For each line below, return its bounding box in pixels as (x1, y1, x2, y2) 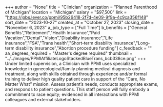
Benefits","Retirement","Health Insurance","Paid (5, 30, 100, 35)
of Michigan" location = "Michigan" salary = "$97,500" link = (5, 9, 127, 15)
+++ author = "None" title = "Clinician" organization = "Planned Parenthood (5, 4, 157, 10)
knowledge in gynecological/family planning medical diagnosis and (5, 66, 140, 72)
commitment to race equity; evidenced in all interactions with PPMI (5, 92, 140, 97)
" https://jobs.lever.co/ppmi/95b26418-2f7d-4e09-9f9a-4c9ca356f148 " (5, 15, 148, 20)
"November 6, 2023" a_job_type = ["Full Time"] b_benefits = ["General (5, 25, 147, 31)
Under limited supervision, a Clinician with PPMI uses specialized (5, 61, 136, 66)
